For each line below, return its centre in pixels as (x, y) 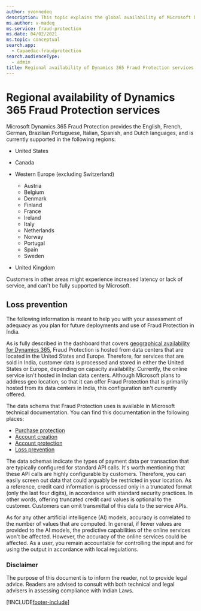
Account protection (39, 443)
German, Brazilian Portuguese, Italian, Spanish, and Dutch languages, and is (100, 133)
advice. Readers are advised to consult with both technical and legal (90, 584)
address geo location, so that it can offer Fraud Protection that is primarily (97, 382)
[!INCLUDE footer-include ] (38, 602)
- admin (21, 62)
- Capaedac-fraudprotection (47, 51)
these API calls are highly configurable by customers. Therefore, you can (96, 474)
